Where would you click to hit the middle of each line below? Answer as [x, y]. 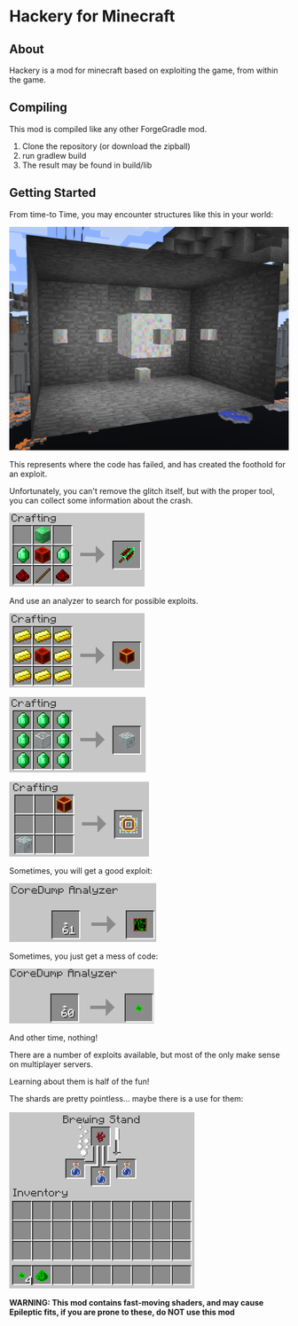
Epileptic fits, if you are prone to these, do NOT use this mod [122, 1312]
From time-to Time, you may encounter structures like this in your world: [141, 214]
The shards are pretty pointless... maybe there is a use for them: [126, 1098]
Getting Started [53, 193]
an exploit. [28, 474]
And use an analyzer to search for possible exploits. [104, 600]
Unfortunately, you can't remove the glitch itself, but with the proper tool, [142, 490]
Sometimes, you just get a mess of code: [84, 956]
